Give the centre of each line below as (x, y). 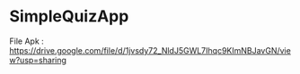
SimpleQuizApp (69, 16)
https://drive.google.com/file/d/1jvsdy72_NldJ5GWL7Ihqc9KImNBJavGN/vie (150, 50)
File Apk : (27, 41)
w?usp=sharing (38, 60)
